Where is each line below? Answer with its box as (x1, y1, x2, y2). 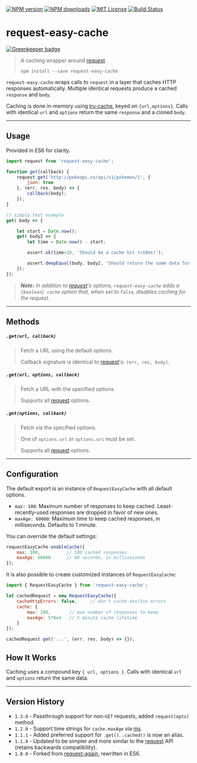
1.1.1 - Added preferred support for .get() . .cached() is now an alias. (14, 731, 184, 738)
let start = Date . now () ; (16, 228, 77, 234)
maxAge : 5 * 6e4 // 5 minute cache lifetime (27, 614, 138, 621)
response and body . (6, 91, 52, 98)
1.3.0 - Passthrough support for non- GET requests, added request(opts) (14, 712, 189, 720)
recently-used (14, 509, 49, 516)
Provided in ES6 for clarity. (6, 147, 70, 154)
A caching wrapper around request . (20, 56, 107, 64)
